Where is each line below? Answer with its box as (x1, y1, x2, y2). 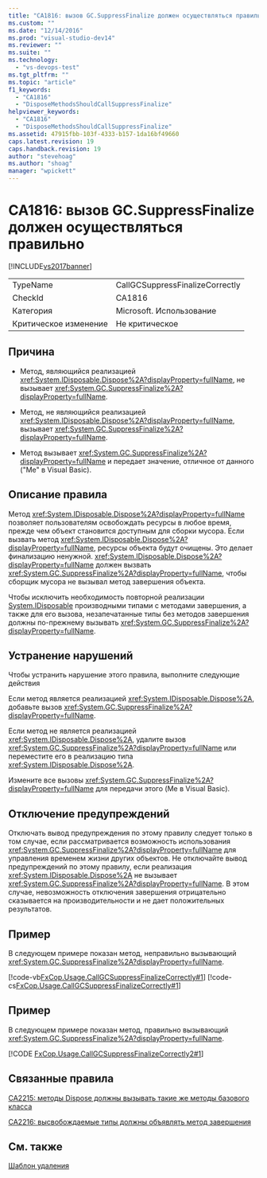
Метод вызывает (19, 447, 77, 458)
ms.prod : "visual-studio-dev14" (8, 33, 115, 42)
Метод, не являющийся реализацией (19, 407, 146, 416)
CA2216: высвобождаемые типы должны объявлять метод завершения (8, 1117, 252, 1126)
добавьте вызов (8, 702, 63, 712)
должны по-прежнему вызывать (8, 618, 119, 627)
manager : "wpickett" (8, 167, 77, 175)
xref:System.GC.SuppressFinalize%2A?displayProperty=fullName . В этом (8, 879, 250, 888)
